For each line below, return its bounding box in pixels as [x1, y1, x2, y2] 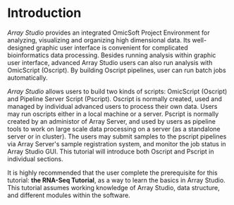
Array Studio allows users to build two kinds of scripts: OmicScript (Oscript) [7, 87, 228, 95]
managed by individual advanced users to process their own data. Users [7, 102, 218, 110]
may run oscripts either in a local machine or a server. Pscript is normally [7, 110, 219, 118]
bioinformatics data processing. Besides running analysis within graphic [7, 51, 216, 59]
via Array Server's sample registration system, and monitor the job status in [7, 139, 227, 148]
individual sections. [7, 154, 63, 163]
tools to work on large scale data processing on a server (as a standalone [7, 124, 221, 133]
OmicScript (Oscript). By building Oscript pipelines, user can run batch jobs [7, 66, 227, 74]
